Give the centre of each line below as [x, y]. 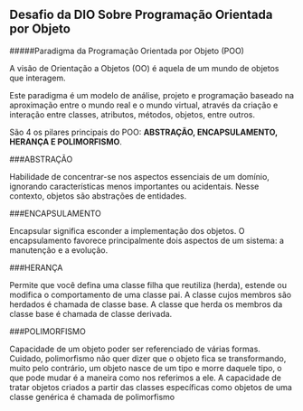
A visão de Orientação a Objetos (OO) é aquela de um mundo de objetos [144, 68]
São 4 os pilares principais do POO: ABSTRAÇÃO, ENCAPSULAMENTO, [143, 132]
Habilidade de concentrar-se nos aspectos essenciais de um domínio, [139, 176]
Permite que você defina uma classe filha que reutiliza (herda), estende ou [148, 285]
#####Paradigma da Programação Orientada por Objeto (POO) [127, 51]
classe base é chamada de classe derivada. [91, 313]
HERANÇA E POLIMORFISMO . [66, 141]
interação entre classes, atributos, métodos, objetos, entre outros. [133, 114]
